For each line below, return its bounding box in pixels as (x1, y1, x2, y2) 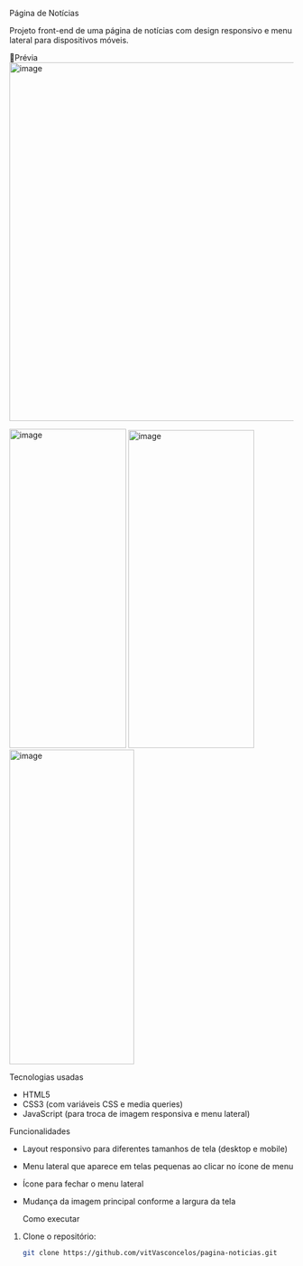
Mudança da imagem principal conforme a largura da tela (22, 1196, 236, 1206)
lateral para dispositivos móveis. (9, 35, 129, 45)
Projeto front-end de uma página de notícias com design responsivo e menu (9, 25, 293, 35)
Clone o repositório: (22, 1231, 96, 1242)
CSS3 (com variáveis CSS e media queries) (22, 1099, 183, 1110)
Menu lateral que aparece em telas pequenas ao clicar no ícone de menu (22, 1161, 294, 1171)
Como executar (22, 1214, 80, 1224)
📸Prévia (9, 52, 39, 62)
